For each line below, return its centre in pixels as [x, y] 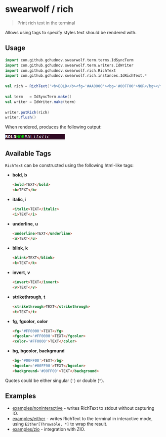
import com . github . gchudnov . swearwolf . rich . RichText [61, 70]
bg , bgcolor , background [39, 351]
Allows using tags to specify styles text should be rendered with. [71, 32]
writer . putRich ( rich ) [27, 112]
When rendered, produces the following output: [54, 127]
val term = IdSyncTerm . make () [38, 97]
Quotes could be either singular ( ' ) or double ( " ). [55, 381]
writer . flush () [21, 117]
